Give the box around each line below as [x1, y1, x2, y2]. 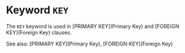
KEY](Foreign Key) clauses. [6, 29, 72, 36]
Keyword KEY [6, 3, 69, 17]
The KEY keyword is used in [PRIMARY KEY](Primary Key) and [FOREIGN [6, 23, 180, 30]
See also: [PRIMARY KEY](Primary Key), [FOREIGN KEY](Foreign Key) [6, 40, 173, 47]
